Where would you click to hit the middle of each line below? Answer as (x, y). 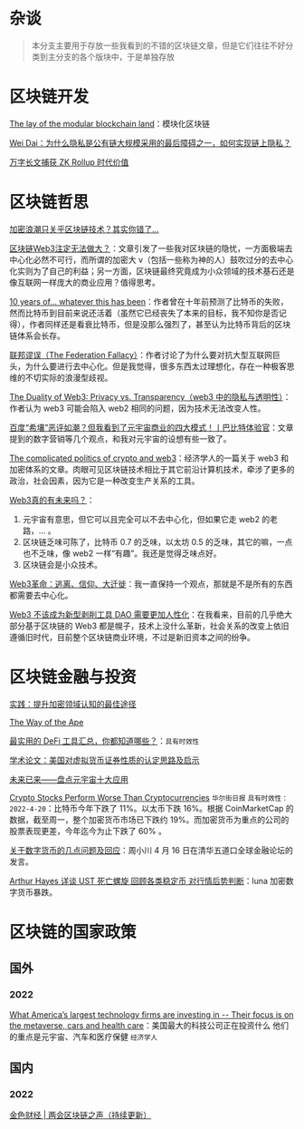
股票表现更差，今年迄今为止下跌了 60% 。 (88, 831)
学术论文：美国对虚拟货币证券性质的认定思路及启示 (104, 760)
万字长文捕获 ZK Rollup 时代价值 (69, 162)
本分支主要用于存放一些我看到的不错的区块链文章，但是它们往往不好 (158, 45)
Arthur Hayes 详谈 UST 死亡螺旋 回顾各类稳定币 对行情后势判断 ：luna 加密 (148, 881)
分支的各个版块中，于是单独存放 (115, 56)
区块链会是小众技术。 (62, 564)
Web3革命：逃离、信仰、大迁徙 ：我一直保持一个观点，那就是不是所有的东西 (151, 584)
